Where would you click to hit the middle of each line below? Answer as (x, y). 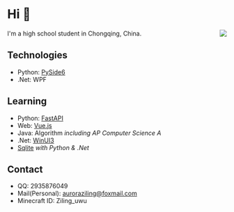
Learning (27, 101)
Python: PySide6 (41, 72)
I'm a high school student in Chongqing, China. (75, 33)
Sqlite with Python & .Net (53, 147)
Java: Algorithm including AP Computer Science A (89, 133)
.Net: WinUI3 (36, 140)
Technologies (38, 55)
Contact (25, 169)
